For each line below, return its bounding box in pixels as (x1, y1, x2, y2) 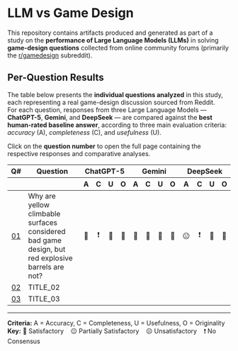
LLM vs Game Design (7, 5, 134, 21)
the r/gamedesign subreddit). (7, 51, 93, 60)
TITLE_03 (28, 294, 60, 303)
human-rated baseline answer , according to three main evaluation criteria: (7, 121, 227, 129)
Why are (28, 191, 57, 201)
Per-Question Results (7, 72, 104, 84)
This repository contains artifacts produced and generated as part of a (7, 28, 213, 37)
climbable (28, 208, 61, 218)
